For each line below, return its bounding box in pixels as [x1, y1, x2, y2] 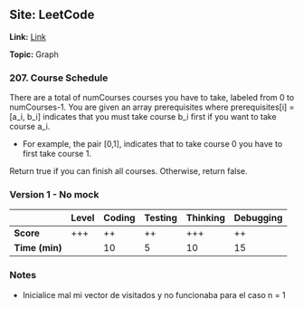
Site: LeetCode [9, 7, 95, 23]
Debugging [233, 212, 283, 225]
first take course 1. [22, 149, 92, 159]
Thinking [185, 212, 226, 225]
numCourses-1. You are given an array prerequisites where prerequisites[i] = [9, 101, 295, 112]
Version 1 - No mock [9, 188, 99, 201]
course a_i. [9, 121, 51, 132]
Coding [103, 212, 136, 225]
